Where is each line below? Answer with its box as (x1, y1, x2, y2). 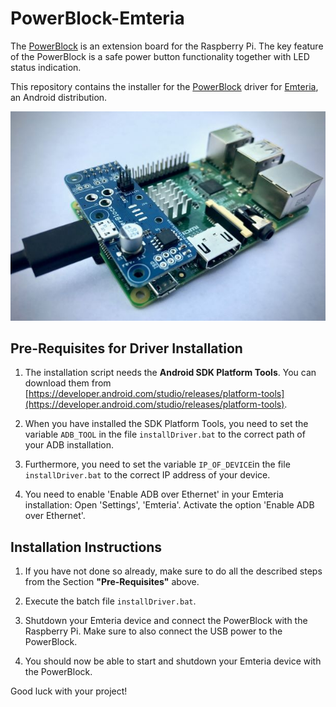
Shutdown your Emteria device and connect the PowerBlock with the (24, 615, 308, 627)
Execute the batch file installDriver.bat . (24, 595, 197, 607)
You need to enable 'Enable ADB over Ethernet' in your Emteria (24, 488, 284, 501)
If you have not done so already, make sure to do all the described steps (24, 565, 323, 577)
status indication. (10, 61, 82, 73)
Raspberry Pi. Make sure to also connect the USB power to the (24, 625, 283, 637)
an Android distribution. (10, 91, 108, 103)
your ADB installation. (24, 439, 115, 451)
